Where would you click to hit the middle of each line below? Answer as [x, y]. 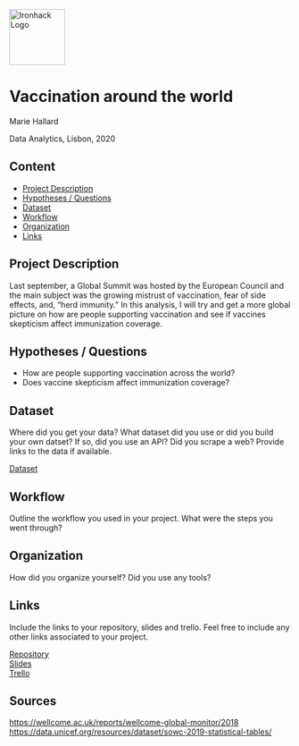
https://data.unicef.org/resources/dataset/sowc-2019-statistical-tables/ [141, 732]
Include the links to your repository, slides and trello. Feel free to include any [149, 627]
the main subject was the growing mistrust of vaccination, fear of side [137, 295]
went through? [36, 528]
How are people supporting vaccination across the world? [129, 373]
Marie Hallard [34, 121]
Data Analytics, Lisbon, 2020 [62, 139]
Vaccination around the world [121, 97]
